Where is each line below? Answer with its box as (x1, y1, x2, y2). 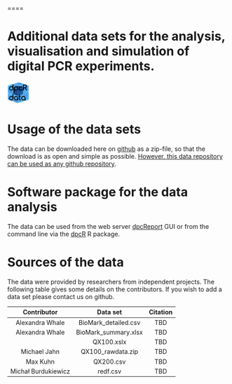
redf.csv (97, 366, 122, 376)
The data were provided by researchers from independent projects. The (7, 277, 215, 286)
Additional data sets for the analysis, (7, 29, 226, 44)
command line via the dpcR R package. (7, 230, 121, 238)
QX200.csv (93, 357, 126, 366)
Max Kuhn (25, 357, 55, 366)
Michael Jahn (20, 347, 60, 356)
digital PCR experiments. (7, 58, 155, 74)
